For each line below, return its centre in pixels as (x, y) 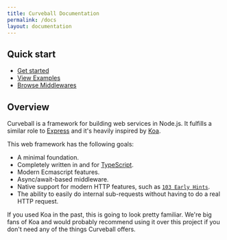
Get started (33, 71)
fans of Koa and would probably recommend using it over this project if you (114, 222)
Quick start (32, 54)
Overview (28, 107)
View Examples (38, 78)
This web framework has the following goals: (71, 144)
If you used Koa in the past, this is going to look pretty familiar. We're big (110, 215)
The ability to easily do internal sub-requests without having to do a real (119, 194)
